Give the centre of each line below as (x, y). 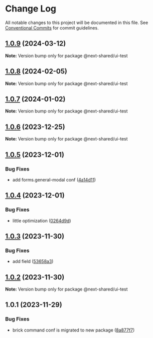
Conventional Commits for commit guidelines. (52, 27)
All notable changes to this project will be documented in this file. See (77, 22)
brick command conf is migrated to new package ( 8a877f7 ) (74, 330)
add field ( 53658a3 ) (33, 261)
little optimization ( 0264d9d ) (42, 220)
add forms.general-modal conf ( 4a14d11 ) (54, 179)
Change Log (31, 9)
